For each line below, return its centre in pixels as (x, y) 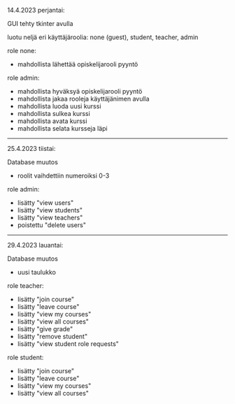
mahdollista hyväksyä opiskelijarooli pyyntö (80, 91)
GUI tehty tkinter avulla (40, 23)
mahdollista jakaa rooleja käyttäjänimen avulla (83, 99)
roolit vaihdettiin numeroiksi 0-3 (63, 175)
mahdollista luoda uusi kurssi (59, 106)
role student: (26, 357)
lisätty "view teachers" (50, 217)
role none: (22, 51)
